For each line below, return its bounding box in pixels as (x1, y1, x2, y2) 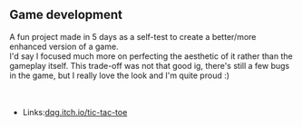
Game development (9, 7, 122, 23)
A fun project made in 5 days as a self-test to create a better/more (9, 31, 257, 42)
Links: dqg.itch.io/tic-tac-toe (22, 106, 128, 117)
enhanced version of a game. (9, 41, 120, 52)
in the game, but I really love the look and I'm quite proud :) (9, 70, 229, 81)
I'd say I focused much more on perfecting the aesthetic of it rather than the (9, 50, 293, 62)
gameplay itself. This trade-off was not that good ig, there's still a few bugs (9, 60, 290, 71)
